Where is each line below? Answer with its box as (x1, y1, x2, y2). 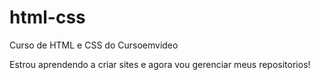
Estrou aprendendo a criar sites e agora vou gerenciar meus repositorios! (9, 58, 311, 70)
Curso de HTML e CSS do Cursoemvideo (9, 39, 179, 51)
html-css (9, 6, 86, 29)
